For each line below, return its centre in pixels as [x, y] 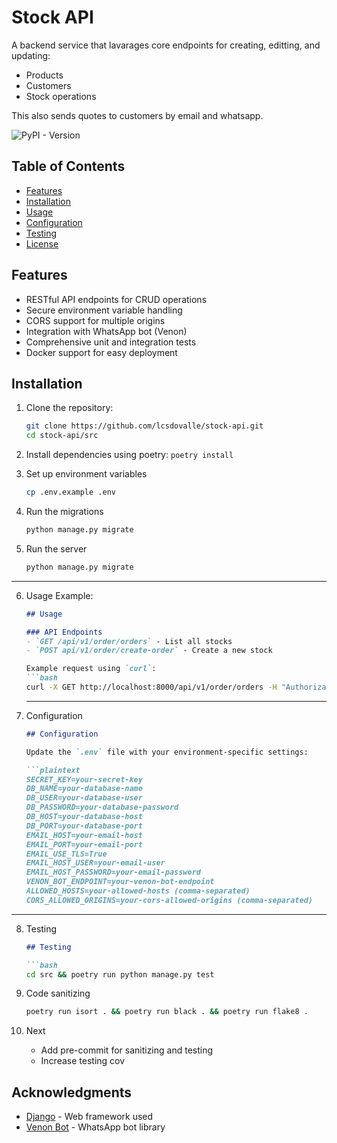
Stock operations [61, 96]
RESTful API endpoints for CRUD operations [116, 299]
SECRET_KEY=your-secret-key [84, 779]
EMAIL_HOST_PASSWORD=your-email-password [113, 872]
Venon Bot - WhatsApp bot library [95, 1127]
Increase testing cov [83, 1061]
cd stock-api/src [62, 436]
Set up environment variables [86, 474]
